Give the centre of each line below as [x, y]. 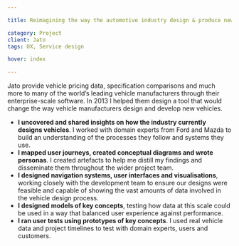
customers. [34, 236]
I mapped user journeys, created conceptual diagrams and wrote [115, 153]
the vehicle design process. [58, 198]
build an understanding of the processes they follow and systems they [121, 138]
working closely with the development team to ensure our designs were [122, 183]
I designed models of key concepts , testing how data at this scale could [124, 206]
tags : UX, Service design [46, 46]
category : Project [34, 33]
